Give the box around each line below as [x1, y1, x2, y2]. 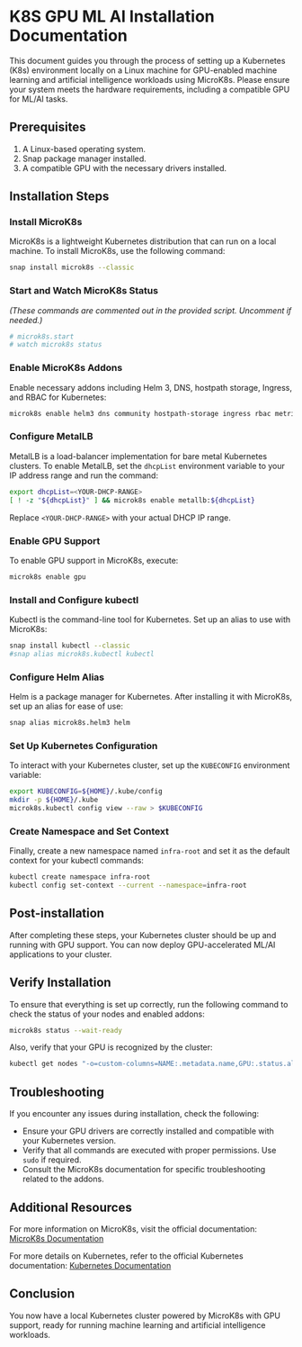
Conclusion [9, 1286, 75, 1302]
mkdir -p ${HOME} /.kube [9, 795, 99, 805]
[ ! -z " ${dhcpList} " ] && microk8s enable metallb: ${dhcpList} [9, 495, 255, 505]
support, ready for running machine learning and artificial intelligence [9, 1319, 266, 1330]
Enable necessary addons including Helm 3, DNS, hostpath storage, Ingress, [9, 382, 293, 393]
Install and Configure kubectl [9, 593, 139, 606]
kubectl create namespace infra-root [9, 872, 151, 881]
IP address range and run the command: [9, 470, 159, 481]
